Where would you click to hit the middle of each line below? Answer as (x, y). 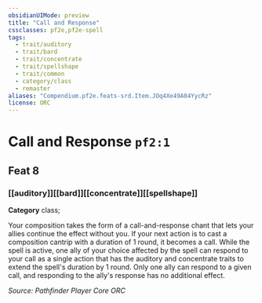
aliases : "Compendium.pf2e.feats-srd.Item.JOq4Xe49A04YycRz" (110, 96)
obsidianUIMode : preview (49, 15)
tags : (17, 37)
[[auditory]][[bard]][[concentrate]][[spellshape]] (103, 193)
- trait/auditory (44, 45)
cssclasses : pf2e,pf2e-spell (56, 30)
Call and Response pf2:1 (89, 142)
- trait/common (40, 74)
